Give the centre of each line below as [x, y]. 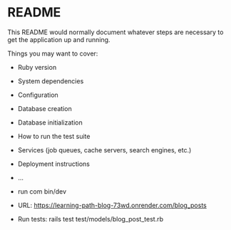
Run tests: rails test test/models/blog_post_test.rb [91, 219]
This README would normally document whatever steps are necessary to [115, 32]
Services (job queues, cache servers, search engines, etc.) [104, 150]
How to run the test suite [54, 136]
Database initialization [50, 122]
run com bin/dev [42, 191]
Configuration [38, 95]
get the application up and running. [59, 39]
